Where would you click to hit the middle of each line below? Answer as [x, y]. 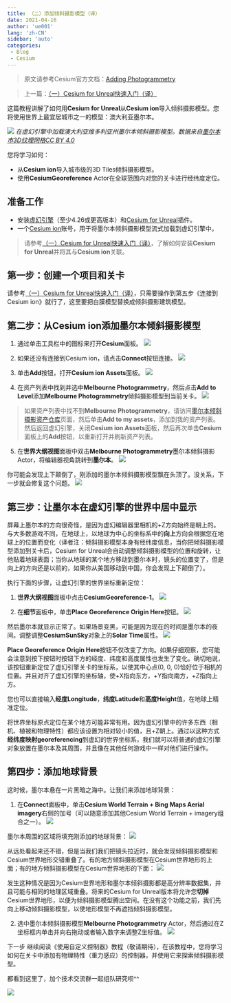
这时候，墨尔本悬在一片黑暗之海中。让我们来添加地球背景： [91, 789]
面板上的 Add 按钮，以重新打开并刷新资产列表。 [90, 437]
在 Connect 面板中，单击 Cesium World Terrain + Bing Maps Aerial [111, 804]
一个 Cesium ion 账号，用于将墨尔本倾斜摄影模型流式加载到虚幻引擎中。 [117, 228]
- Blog [20, 52]
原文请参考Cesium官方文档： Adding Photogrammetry [100, 79]
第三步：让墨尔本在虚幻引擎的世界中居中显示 [102, 507]
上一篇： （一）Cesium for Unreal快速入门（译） [90, 93]
